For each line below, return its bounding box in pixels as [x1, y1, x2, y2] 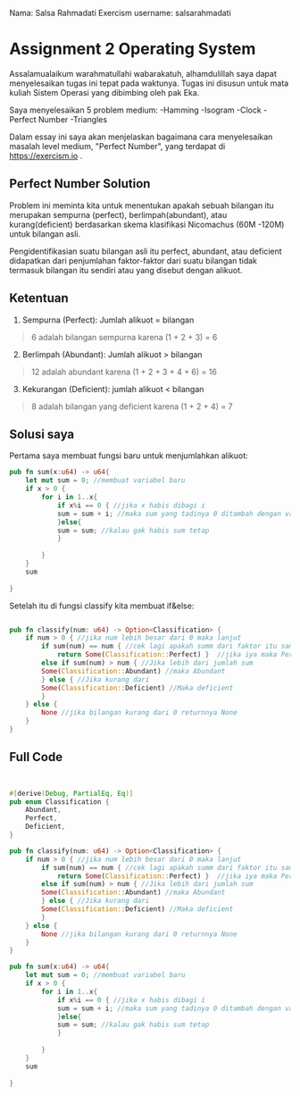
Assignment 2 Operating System [9, 39, 256, 59]
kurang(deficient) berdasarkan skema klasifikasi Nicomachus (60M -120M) [9, 219, 285, 230]
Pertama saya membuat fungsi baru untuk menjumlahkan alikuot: [9, 450, 248, 461]
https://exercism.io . [9, 150, 83, 161]
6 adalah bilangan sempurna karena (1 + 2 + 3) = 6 [30, 331, 218, 342]
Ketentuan [9, 290, 69, 306]
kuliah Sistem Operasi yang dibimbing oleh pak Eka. [9, 87, 200, 97]
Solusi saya [9, 426, 75, 441]
